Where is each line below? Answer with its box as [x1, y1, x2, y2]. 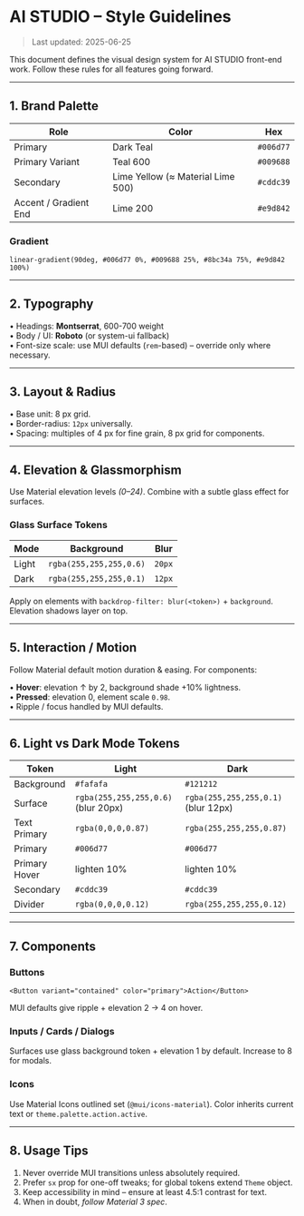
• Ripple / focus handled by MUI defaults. [9, 701, 164, 711]
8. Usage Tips [9, 1143, 89, 1159]
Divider [14, 898, 45, 911]
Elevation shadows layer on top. [9, 605, 128, 616]
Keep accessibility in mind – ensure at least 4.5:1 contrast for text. [22, 1186, 267, 1197]
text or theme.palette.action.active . [9, 1108, 147, 1119]
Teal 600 [112, 155, 151, 168]
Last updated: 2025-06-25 [31, 36, 131, 47]
